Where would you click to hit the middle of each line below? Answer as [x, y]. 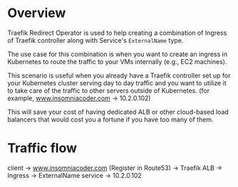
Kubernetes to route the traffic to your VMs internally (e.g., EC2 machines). [117, 61]
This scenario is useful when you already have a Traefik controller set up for [119, 75]
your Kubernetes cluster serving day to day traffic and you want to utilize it [117, 82]
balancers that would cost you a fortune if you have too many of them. [110, 119]
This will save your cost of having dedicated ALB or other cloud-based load [118, 112]
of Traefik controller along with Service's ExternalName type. [95, 40]
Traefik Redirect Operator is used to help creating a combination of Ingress [117, 33]
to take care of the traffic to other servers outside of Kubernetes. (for [109, 90]
